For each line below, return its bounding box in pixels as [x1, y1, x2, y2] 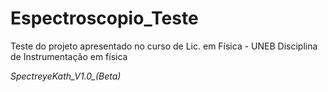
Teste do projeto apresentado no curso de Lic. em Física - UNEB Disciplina [10, 40, 318, 52]
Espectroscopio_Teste [10, 7, 199, 30]
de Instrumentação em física [10, 50, 128, 62]
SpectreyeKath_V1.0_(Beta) [10, 70, 122, 82]
